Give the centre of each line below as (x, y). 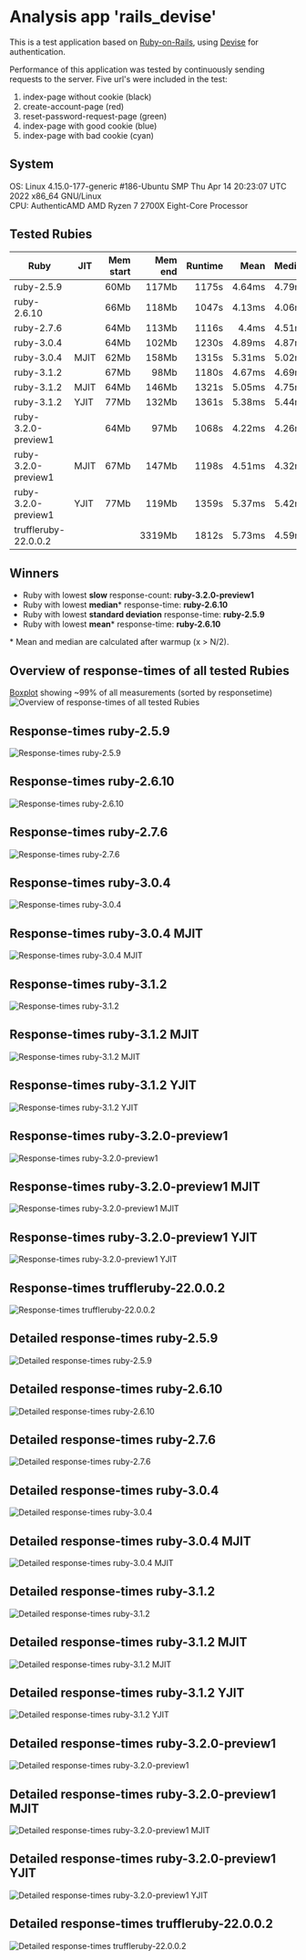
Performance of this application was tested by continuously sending (138, 69)
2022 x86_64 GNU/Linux (56, 196)
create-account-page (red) (73, 106)
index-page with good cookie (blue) (90, 126)
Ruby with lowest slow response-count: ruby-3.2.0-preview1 (138, 596)
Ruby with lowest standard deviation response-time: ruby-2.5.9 (144, 615)
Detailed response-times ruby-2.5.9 (114, 1338)
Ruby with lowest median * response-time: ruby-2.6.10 (125, 605)
